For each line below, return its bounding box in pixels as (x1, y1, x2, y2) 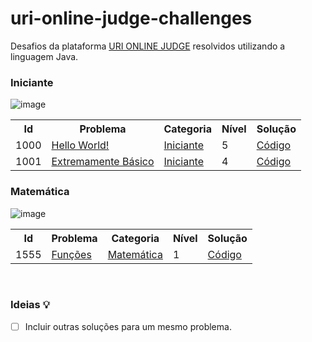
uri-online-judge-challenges (10, 7, 253, 30)
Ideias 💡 (10, 298, 51, 312)
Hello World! (51, 138, 110, 152)
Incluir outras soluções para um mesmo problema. (24, 320, 232, 332)
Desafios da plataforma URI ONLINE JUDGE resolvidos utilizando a (10, 40, 286, 52)
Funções (51, 247, 92, 261)
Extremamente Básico (51, 155, 155, 169)
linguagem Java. (10, 50, 79, 62)
